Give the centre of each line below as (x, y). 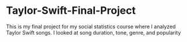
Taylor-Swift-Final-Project (71, 11)
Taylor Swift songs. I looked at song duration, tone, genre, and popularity (93, 32)
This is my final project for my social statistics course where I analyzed (91, 26)
